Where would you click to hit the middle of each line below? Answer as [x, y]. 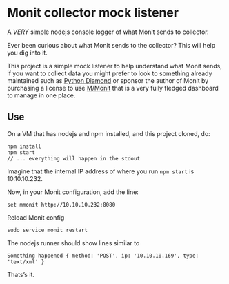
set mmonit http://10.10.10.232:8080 [61, 205]
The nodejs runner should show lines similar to [73, 243]
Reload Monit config [36, 217]
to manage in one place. [41, 95]
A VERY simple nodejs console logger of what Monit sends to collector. [108, 32]
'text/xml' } [26, 262]
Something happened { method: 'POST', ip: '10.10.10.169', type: [103, 256]
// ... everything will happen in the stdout [73, 158]
